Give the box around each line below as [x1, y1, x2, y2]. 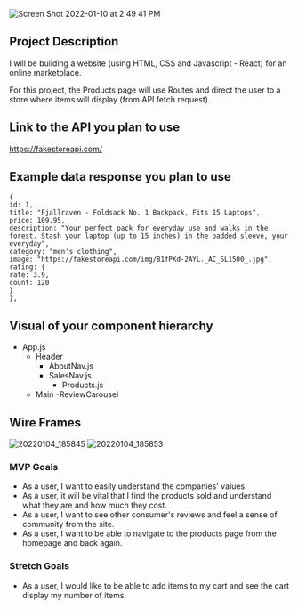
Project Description [9, 34, 119, 49]
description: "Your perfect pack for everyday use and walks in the [9, 223, 269, 233]
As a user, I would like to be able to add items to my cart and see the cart [21, 580, 290, 591]
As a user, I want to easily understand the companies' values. [21, 481, 247, 491]
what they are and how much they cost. [21, 499, 167, 511]
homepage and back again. [21, 538, 123, 548]
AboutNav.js [48, 361, 94, 371]
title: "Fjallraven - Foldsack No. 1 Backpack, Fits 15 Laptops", [9, 208, 261, 217]
